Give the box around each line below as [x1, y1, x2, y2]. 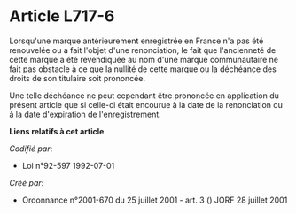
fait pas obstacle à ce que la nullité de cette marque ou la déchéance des [9, 64, 277, 74]
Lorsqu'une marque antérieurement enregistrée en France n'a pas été [9, 35, 264, 46]
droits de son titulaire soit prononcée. [9, 73, 146, 83]
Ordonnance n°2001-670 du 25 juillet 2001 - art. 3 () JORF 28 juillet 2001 [21, 195, 288, 205]
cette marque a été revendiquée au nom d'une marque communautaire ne [9, 54, 279, 65]
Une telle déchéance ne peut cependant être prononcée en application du [9, 90, 279, 101]
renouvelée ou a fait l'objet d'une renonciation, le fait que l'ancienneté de [9, 44, 277, 55]
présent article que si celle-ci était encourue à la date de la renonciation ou [9, 99, 284, 110]
